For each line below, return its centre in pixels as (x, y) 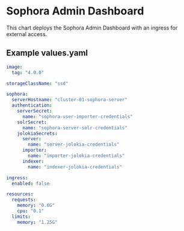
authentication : (32, 106)
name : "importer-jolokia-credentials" (76, 156)
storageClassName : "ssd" (37, 83)
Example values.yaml (47, 53)
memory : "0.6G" (36, 206)
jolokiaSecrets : (38, 134)
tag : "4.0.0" (28, 72)
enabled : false (31, 183)
